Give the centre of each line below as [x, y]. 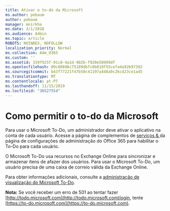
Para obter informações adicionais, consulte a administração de [72, 177]
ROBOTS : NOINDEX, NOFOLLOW [34, 43]
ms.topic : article [25, 39]
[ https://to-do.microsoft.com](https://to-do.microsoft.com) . [68, 203]
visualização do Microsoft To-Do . [40, 182]
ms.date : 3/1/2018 [25, 29]
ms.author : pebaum [25, 15]
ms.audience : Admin [26, 34]
